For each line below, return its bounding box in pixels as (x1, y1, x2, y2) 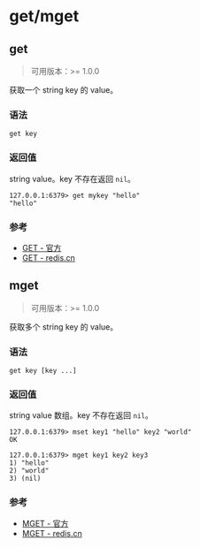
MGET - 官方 (21, 518, 69, 528)
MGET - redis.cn (21, 528, 82, 538)
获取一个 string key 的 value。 (9, 85, 118, 95)
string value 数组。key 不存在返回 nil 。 (9, 410, 153, 421)
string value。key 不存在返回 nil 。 (9, 173, 135, 184)
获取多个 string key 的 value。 (9, 321, 118, 332)
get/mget (9, 6, 80, 27)
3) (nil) (9, 475, 42, 483)
